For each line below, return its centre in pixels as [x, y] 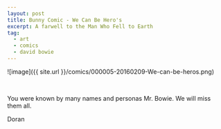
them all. [19, 106]
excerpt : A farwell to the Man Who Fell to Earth [80, 26]
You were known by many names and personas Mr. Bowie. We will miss [109, 98]
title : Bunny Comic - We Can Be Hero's [65, 20]
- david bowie [34, 52]
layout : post [26, 13]
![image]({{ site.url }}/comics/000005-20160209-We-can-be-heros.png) [111, 71]
